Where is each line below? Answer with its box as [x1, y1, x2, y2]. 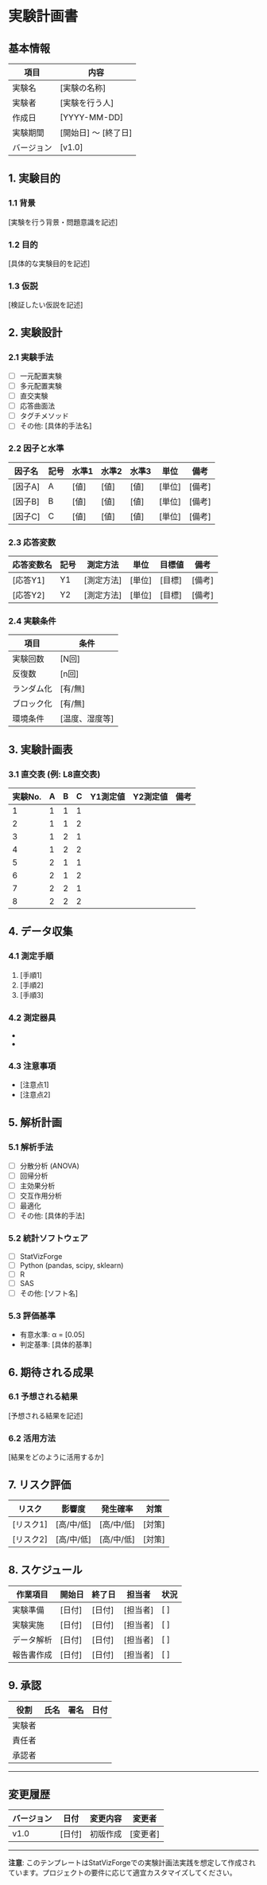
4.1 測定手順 [8, 951, 54, 962]
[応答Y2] [12, 589, 45, 600]
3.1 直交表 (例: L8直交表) [8, 768, 101, 780]
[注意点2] [19, 1090, 51, 1100]
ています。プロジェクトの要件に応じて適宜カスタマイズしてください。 [8, 1868, 237, 1878]
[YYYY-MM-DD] [59, 112, 124, 123]
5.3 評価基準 [8, 1310, 56, 1321]
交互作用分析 [19, 1191, 62, 1201]
